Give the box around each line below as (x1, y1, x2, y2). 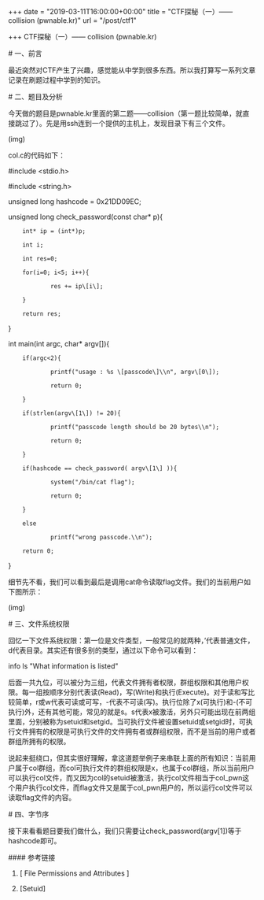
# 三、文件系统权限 (8, 619, 70, 628)
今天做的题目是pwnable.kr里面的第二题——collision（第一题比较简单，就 (8, 109, 244, 118)
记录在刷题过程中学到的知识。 (8, 76, 104, 84)
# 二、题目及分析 (8, 92, 63, 101)
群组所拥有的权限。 (8, 737, 71, 746)
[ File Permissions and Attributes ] (19, 869, 130, 878)
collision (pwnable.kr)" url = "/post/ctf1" (8, 16, 137, 25)
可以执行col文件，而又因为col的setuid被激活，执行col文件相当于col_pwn (8, 773, 243, 782)
